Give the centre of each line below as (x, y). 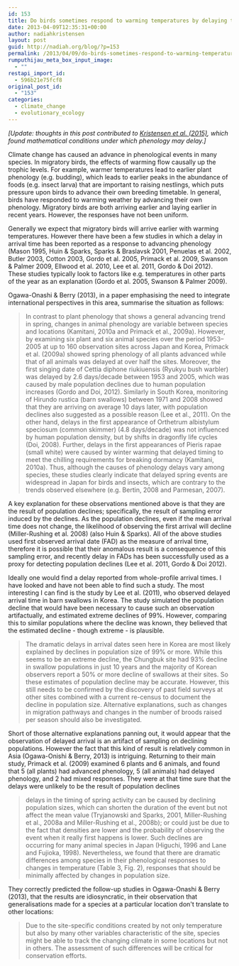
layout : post (27, 40)
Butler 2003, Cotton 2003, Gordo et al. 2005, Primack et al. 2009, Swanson (118, 258)
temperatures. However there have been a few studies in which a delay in (115, 236)
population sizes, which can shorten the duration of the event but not (126, 807)
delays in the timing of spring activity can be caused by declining (120, 800)
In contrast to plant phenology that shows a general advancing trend (125, 316)
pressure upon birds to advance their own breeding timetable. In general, (115, 192)
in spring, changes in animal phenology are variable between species (127, 324)
